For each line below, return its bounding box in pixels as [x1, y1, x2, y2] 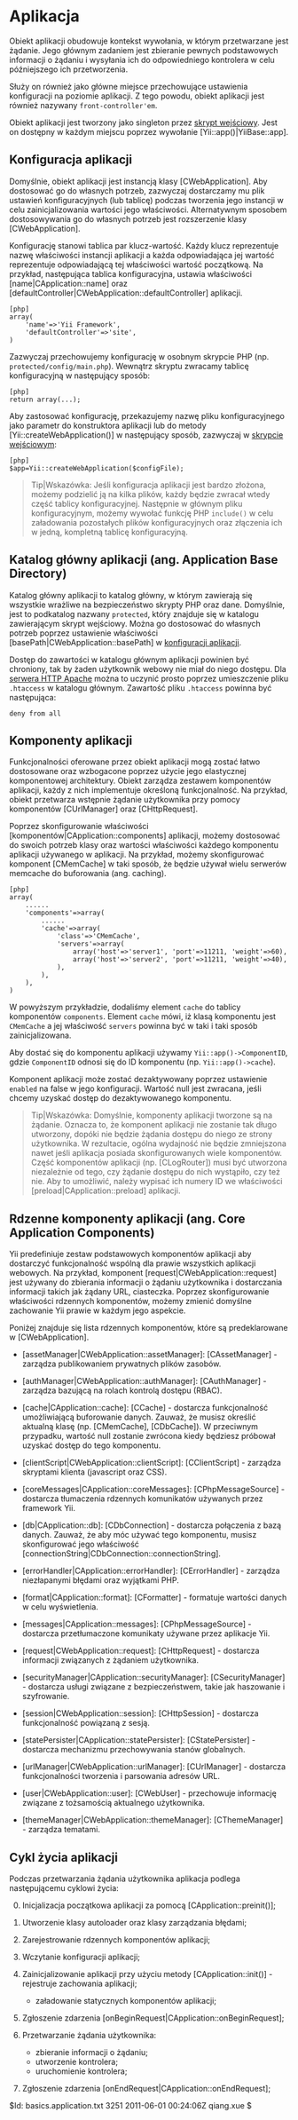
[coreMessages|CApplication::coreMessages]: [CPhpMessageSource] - [21, 1484, 286, 1495]
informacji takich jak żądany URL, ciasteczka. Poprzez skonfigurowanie [9, 1286, 270, 1297]
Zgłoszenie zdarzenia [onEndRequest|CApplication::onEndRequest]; [21, 2084, 271, 2093]
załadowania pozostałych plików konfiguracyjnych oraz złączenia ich [30, 517, 283, 527]
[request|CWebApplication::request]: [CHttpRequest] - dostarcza [21, 1645, 260, 1657]
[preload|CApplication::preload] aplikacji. [30, 1185, 181, 1196]
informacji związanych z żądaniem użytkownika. [21, 1655, 200, 1665]
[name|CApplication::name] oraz [9, 278, 129, 289]
